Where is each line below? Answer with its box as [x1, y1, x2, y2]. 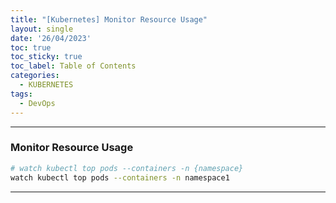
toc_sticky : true [10, 52, 83, 62]
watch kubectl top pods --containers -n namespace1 [10, 172, 230, 183]
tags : [10, 89, 33, 99]
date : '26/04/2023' [10, 33, 92, 43]
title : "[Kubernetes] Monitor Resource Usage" [10, 14, 208, 25]
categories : [10, 71, 60, 81]
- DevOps [19, 98, 56, 108]
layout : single [10, 24, 74, 34]
